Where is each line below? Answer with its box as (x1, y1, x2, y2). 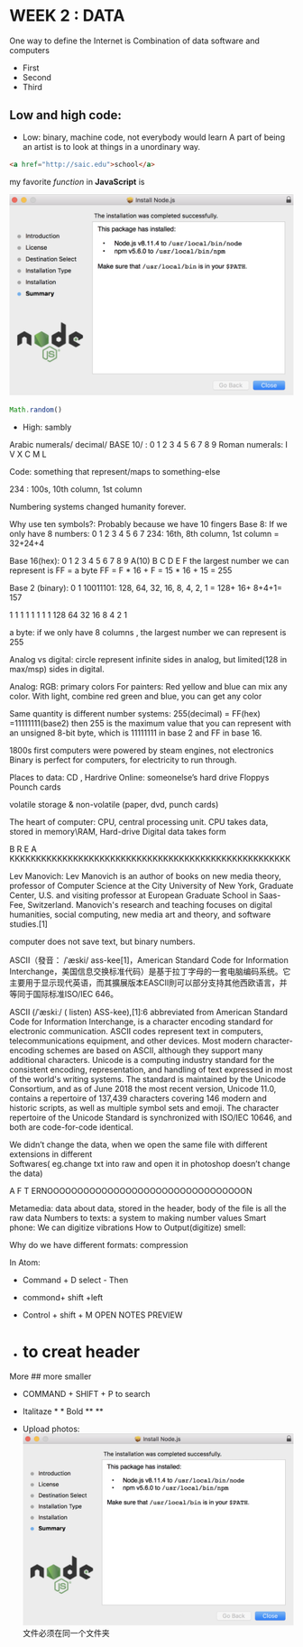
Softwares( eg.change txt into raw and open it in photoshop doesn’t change (9, 1159, 290, 1170)
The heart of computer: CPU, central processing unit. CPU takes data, (9, 817, 269, 828)
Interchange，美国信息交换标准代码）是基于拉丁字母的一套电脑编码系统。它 (9, 967, 291, 977)
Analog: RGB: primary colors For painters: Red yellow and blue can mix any (9, 681, 288, 692)
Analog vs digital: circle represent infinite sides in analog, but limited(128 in (9, 654, 288, 665)
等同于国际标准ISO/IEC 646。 (9, 989, 119, 1000)
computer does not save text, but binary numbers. (9, 936, 196, 948)
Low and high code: (9, 107, 122, 123)
